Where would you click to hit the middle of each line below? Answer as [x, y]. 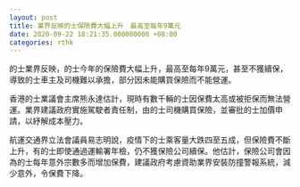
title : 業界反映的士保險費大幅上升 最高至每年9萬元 [95, 26]
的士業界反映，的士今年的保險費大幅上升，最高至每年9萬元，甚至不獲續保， [149, 69]
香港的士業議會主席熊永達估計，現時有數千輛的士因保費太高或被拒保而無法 [146, 99]
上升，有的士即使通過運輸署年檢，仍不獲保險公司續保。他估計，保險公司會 [146, 151]
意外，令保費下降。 [52, 174]
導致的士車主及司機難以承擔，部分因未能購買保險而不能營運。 [123, 80]
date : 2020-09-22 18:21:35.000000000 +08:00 [93, 34]
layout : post [33, 17]
